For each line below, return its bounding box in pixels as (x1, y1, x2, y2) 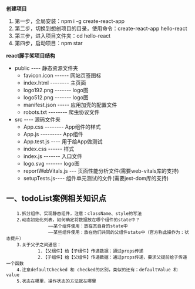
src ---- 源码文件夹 (14, 116, 60, 123)
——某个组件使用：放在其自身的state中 (48, 223, 128, 229)
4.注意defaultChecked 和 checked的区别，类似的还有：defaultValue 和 (16, 267, 178, 273)
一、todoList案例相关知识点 (6, 193, 107, 204)
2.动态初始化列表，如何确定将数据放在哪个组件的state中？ (16, 217, 140, 223)
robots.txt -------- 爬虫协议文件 (23, 109, 100, 116)
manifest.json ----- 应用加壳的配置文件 (23, 102, 117, 108)
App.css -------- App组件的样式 (23, 123, 101, 130)
